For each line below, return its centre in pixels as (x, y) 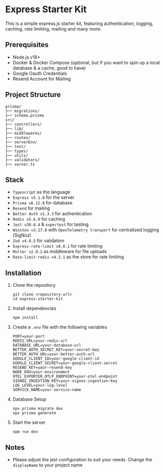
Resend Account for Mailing (42, 79)
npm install (25, 318)
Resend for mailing (31, 208)
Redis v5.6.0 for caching (39, 219)
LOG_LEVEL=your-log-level (40, 386)
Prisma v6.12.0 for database (42, 203)
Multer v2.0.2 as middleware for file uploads (60, 252)
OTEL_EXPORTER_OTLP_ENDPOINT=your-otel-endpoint (65, 377)
